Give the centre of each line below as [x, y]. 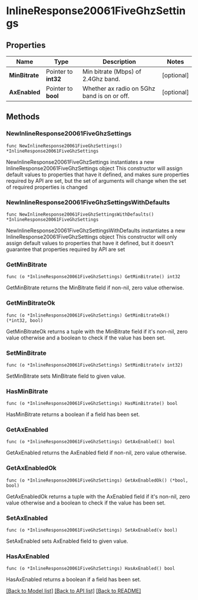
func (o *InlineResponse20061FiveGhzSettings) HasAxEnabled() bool [91, 569]
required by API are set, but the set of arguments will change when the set [96, 180]
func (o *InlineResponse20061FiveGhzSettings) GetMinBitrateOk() [88, 315]
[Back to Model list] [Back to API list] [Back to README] [74, 591]
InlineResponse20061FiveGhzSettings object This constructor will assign [94, 168]
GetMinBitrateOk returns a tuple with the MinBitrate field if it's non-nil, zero [97, 331]
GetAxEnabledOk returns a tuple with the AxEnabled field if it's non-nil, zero [98, 496]
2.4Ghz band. [101, 79]
